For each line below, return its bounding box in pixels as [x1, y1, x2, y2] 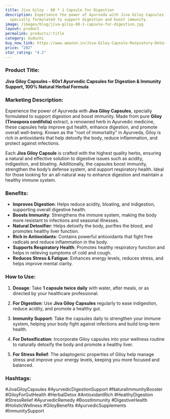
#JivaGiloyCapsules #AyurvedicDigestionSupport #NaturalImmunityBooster [5, 386, 163, 392]
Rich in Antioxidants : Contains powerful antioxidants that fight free [12, 234, 153, 240]
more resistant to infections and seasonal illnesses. [12, 217, 120, 223]
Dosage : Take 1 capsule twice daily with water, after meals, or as [12, 285, 149, 291]
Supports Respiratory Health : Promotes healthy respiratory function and [12, 244, 165, 250]
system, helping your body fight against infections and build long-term [12, 320, 160, 327]
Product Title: [5, 67, 39, 74]
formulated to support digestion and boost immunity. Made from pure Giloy [5, 113, 162, 119]
